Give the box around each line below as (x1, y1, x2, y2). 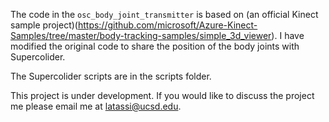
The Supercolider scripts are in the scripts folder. (10, 70, 212, 82)
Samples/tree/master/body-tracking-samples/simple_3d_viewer (10, 30, 272, 41)
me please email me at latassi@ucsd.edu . (10, 100, 182, 112)
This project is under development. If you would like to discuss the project (10, 90, 315, 101)
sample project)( (10, 19, 78, 31)
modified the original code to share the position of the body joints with (10, 40, 300, 52)
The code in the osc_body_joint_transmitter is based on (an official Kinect (10, 9, 319, 20)
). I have (271, 30, 305, 41)
